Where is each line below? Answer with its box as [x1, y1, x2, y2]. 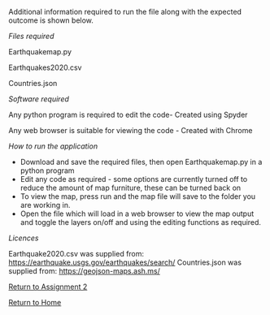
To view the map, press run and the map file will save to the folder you [20, 192, 256, 201]
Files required [8, 32, 54, 41]
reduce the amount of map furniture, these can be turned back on [20, 183, 242, 192]
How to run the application [8, 141, 98, 151]
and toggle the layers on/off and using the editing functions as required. [20, 218, 262, 227]
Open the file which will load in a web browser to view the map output [20, 209, 255, 218]
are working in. [20, 201, 71, 209]
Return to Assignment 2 [8, 282, 88, 291]
